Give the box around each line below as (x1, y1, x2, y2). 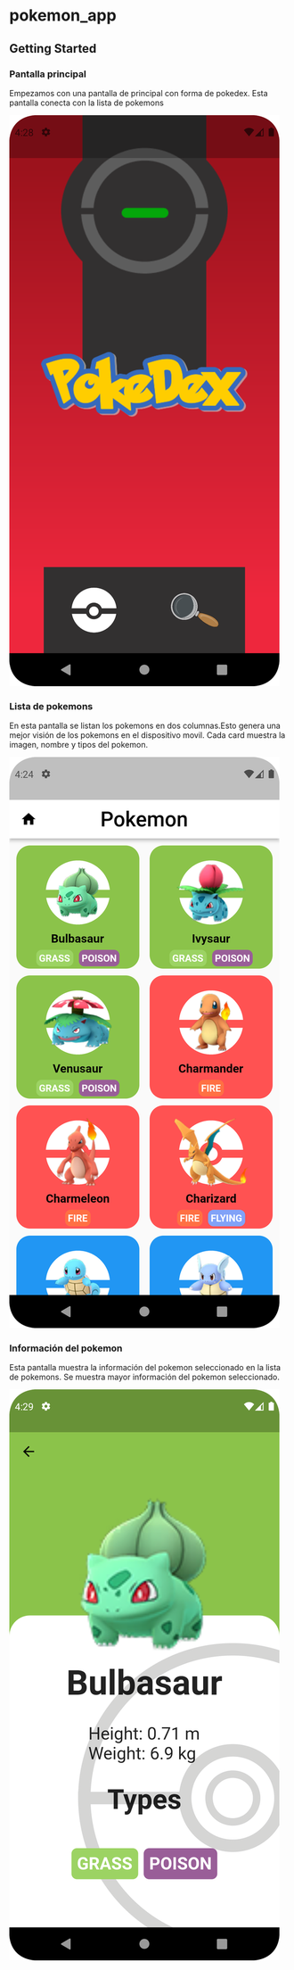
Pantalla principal (9, 68, 87, 80)
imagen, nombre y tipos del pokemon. (9, 740, 149, 750)
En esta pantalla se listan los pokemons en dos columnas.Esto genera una (9, 720, 281, 732)
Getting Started (9, 41, 97, 56)
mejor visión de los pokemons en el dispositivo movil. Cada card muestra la (9, 730, 286, 741)
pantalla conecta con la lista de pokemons (9, 97, 165, 108)
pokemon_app (9, 5, 118, 26)
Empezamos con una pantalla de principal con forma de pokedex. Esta (9, 87, 269, 98)
